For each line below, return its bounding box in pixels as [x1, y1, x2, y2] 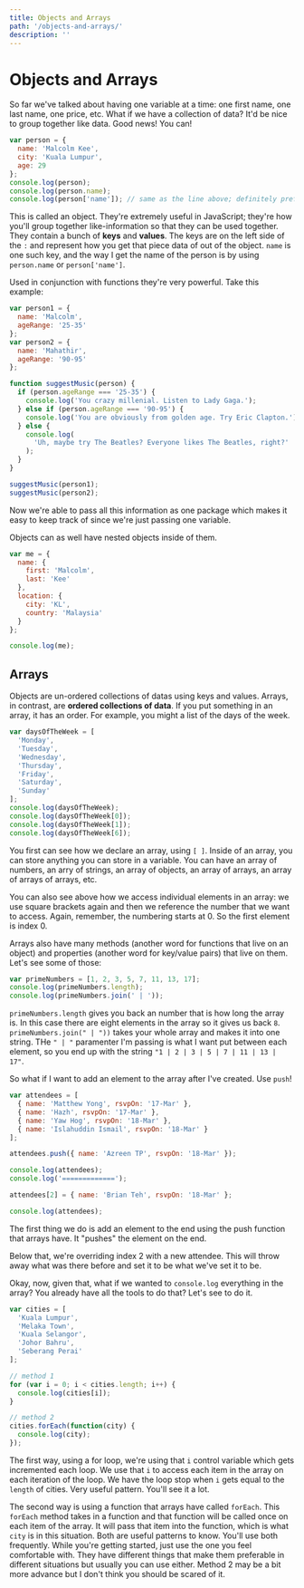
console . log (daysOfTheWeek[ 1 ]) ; [9, 820, 131, 829]
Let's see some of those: [9, 957, 102, 967]
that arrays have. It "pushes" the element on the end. [9, 1233, 207, 1244]
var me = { [9, 549, 51, 558]
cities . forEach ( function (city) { [9, 1421, 136, 1431]
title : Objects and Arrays [9, 13, 111, 23]
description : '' [9, 30, 71, 39]
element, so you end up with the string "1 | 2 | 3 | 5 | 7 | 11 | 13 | [9, 1046, 277, 1057]
